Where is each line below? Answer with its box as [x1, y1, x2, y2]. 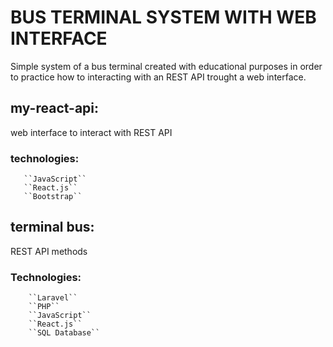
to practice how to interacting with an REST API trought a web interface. [10, 71, 307, 83]
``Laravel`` [28, 293, 78, 303]
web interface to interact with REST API [10, 126, 173, 138]
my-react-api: [10, 100, 100, 117]
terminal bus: [10, 219, 95, 236]
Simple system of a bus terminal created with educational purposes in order [10, 60, 323, 72]
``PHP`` [28, 302, 60, 312]
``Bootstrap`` [23, 192, 83, 202]
